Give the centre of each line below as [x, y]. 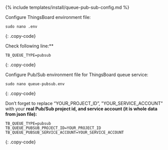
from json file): [21, 114]
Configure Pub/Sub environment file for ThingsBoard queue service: [77, 74]
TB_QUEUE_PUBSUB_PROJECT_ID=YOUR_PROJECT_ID [53, 128]
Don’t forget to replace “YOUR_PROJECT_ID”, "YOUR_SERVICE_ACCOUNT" [84, 103]
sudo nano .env [21, 27]
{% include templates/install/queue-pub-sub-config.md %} [67, 7]
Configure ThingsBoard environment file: [48, 17]
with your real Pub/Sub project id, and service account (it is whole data [81, 109]
